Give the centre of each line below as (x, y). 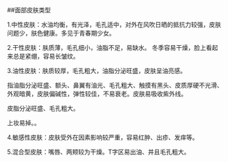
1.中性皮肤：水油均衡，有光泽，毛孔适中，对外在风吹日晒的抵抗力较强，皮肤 (114, 25)
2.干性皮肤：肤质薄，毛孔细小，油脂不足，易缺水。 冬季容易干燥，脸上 (107, 48)
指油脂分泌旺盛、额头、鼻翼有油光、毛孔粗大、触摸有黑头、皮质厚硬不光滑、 (115, 85)
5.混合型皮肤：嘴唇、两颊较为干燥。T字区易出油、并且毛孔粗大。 (99, 152)
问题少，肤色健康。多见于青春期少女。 (61, 33)
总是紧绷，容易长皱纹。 (46, 56)
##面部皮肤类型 (29, 10)
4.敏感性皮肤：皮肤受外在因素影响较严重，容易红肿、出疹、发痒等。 (103, 137)
